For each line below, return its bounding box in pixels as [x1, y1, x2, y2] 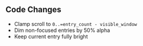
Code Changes [5, 5, 61, 15]
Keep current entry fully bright [14, 32, 88, 40]
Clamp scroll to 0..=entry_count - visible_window [14, 20, 137, 27]
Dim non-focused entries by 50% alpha [14, 27, 110, 34]
